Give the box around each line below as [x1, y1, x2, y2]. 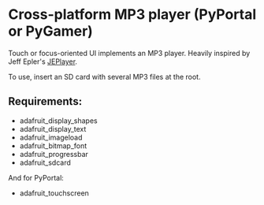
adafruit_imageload [19, 132, 83, 142]
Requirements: [8, 95, 83, 108]
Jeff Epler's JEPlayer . [8, 57, 77, 66]
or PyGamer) [8, 22, 93, 40]
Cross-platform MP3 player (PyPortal [8, 6, 257, 24]
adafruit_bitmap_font [19, 140, 87, 151]
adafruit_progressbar [19, 149, 89, 158]
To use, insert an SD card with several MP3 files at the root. [8, 72, 201, 81]
